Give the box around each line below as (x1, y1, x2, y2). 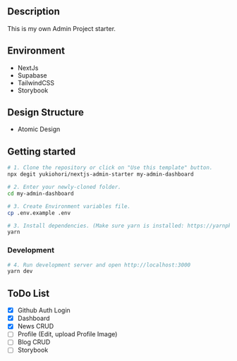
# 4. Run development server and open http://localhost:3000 (7, 261, 191, 269)
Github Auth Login (17, 306, 71, 314)
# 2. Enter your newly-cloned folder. (7, 183, 121, 190)
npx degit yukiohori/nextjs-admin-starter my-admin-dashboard (7, 171, 194, 178)
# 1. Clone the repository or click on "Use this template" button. (7, 164, 213, 171)
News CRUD (17, 322, 54, 331)
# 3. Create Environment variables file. (7, 202, 131, 210)
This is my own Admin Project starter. (7, 24, 116, 32)
